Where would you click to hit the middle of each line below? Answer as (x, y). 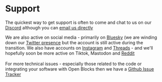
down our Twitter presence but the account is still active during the (74, 42)
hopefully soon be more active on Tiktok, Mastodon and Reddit (70, 53)
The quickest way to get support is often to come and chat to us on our (78, 22)
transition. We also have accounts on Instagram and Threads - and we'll (79, 48)
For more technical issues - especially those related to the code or (73, 64)
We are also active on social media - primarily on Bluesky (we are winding (81, 37)
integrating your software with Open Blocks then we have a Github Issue (79, 69)
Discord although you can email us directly (49, 27)
